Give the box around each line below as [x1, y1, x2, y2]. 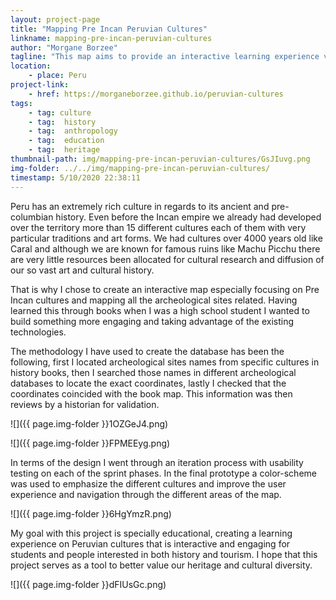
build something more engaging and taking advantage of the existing [10, 315, 295, 327]
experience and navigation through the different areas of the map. [10, 488, 282, 500]
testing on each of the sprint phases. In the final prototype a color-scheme [10, 467, 317, 479]
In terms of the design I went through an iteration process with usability [10, 456, 304, 468]
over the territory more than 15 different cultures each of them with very [10, 221, 307, 233]
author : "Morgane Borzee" [10, 42, 118, 53]
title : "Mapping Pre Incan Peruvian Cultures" [10, 24, 208, 34]
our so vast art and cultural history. [10, 264, 155, 276]
